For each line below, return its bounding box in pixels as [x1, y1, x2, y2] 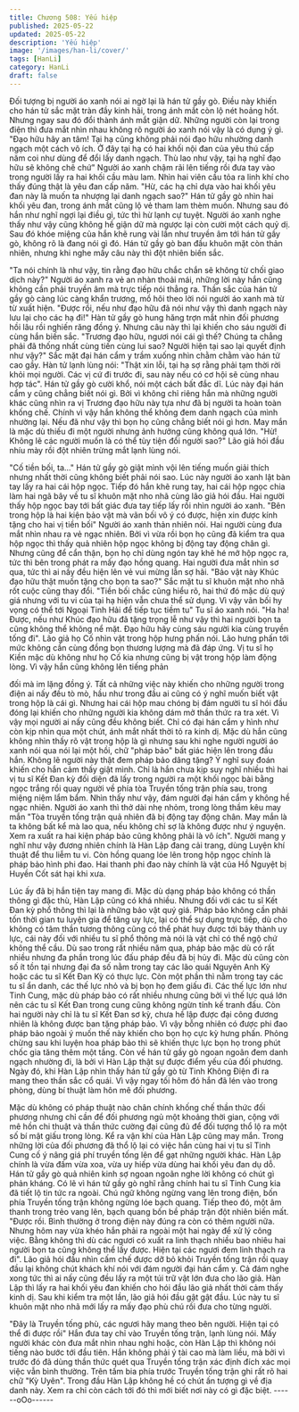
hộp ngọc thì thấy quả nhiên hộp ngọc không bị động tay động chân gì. [9, 537, 270, 549]
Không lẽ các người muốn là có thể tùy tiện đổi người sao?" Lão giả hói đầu [9, 435, 285, 446]
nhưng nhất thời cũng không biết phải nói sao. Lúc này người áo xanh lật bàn [9, 471, 291, 482]
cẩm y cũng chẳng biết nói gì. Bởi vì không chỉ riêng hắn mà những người [9, 387, 278, 398]
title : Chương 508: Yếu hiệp [9, 12, 118, 22]
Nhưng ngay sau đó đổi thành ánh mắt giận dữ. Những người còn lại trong [9, 114, 279, 125]
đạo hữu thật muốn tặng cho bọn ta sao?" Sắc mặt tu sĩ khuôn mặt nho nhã [9, 576, 285, 586]
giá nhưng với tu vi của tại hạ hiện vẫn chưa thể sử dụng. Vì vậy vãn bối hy [9, 594, 283, 605]
